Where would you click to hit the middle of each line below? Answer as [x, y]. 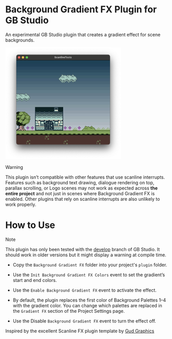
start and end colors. [35, 280]
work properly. [21, 204]
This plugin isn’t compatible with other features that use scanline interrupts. [85, 177]
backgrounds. [20, 40]
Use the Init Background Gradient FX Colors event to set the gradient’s [89, 275]
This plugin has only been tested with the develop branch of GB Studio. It [83, 249]
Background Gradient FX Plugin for [81, 10]
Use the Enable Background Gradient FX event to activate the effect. [84, 290]
